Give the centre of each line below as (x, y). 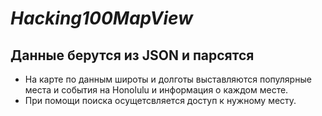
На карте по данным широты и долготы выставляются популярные (168, 79)
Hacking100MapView (101, 18)
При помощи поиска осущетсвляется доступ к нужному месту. (160, 100)
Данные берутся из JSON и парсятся (132, 55)
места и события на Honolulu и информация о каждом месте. (156, 90)
